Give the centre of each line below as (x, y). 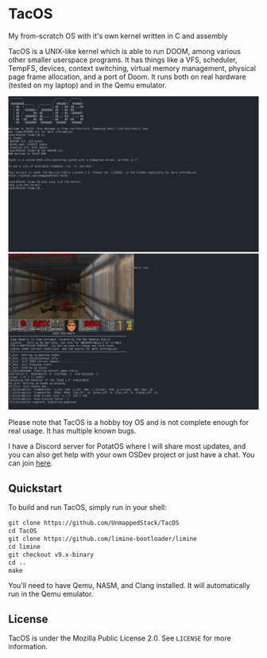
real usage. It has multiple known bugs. (72, 431)
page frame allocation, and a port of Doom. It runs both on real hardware (127, 76)
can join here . (31, 463)
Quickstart (35, 488)
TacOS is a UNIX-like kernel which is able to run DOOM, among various (124, 51)
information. (28, 647)
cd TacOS (23, 531)
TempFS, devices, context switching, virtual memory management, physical (132, 68)
